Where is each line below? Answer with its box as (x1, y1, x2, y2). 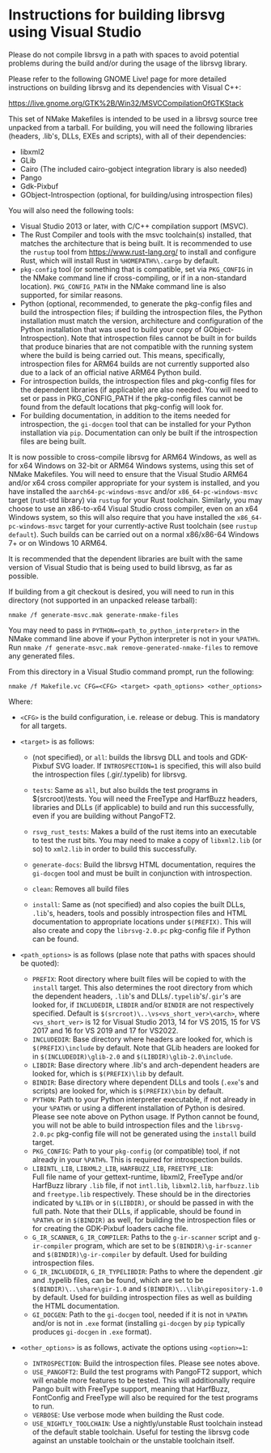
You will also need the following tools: (8, 205, 134, 215)
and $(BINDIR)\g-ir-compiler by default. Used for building (32, 1249, 228, 1259)
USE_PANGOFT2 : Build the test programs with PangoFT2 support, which (32, 1366, 263, 1376)
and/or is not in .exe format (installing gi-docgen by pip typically (32, 1318, 245, 1327)
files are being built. (19, 436, 87, 446)
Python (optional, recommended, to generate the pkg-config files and (19, 298, 252, 309)
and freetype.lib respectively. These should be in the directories (32, 1189, 251, 1199)
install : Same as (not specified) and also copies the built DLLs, (32, 899, 246, 909)
